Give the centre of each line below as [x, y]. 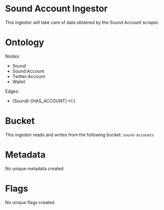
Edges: [12, 91]
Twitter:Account [29, 76]
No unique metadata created [34, 168]
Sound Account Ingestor [56, 9]
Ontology [25, 42]
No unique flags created [30, 202]
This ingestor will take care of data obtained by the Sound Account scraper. [82, 22]
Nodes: [13, 56]
